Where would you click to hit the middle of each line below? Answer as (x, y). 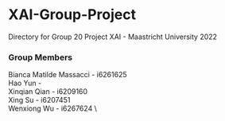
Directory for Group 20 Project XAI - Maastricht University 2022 (112, 37)
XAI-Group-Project (72, 15)
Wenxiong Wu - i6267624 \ (53, 108)
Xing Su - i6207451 (39, 100)
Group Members (41, 57)
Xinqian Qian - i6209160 (48, 92)
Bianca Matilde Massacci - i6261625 (68, 75)
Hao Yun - (25, 83)
